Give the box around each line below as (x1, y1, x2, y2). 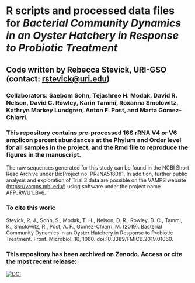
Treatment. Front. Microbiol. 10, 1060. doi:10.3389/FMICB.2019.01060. (6, 236, 173, 243)
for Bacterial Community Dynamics (6, 16, 182, 30)
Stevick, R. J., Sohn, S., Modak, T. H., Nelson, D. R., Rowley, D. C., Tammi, (6, 217, 183, 224)
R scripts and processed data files (6, 4, 175, 18)
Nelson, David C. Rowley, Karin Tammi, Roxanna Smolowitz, (6, 98, 179, 106)
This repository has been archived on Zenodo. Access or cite (6, 250, 183, 258)
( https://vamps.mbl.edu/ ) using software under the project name (6, 182, 161, 189)
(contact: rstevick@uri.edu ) (6, 74, 110, 84)
